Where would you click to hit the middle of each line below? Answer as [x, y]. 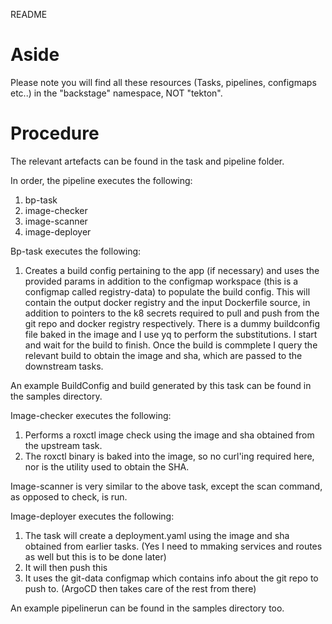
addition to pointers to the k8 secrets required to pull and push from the [172, 313]
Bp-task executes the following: [76, 251]
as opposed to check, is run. [69, 496]
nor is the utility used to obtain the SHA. [107, 466]
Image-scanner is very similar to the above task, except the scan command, [166, 486]
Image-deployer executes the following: [92, 516]
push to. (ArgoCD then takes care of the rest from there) [140, 588]
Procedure [55, 133]
